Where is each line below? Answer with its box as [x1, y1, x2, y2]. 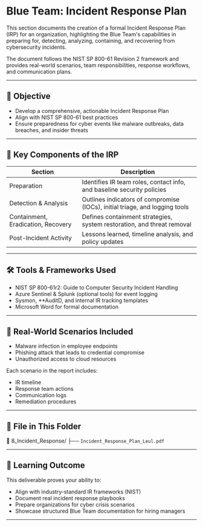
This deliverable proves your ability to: [6, 476, 101, 484]
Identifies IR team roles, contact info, [82, 178, 186, 186]
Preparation [9, 181, 43, 190]
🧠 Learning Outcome [6, 460, 85, 470]
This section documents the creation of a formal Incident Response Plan [6, 24, 186, 31]
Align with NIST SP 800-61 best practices [14, 114, 118, 121]
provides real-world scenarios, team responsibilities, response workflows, [6, 62, 190, 69]
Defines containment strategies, [82, 213, 173, 221]
